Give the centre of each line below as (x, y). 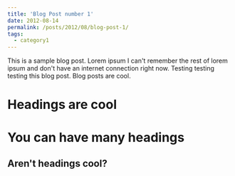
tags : (15, 34)
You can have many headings (96, 137)
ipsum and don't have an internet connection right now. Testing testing (111, 68)
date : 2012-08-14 (33, 21)
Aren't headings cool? (58, 164)
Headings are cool (62, 105)
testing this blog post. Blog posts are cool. (69, 76)
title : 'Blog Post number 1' (51, 14)
